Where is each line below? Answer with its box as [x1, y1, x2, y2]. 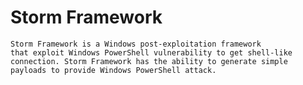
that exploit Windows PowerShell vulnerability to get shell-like [10, 47, 293, 58]
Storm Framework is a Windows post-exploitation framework [10, 39, 262, 49]
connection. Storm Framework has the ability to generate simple [10, 56, 288, 66]
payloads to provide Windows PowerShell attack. [10, 65, 217, 75]
